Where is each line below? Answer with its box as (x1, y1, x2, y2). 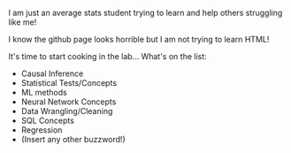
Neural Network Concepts (20, 96, 117, 107)
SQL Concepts (20, 115, 74, 126)
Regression (20, 125, 63, 135)
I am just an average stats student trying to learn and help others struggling (8, 8, 283, 18)
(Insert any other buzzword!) (20, 134, 126, 144)
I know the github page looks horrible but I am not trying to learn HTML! (8, 34, 270, 44)
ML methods (20, 88, 67, 97)
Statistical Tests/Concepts (20, 78, 117, 88)
